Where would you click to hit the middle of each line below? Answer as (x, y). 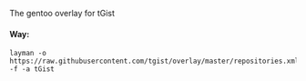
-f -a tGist (32, 69)
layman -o (28, 54)
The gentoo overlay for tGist (62, 13)
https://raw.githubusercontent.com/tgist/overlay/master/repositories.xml (154, 61)
